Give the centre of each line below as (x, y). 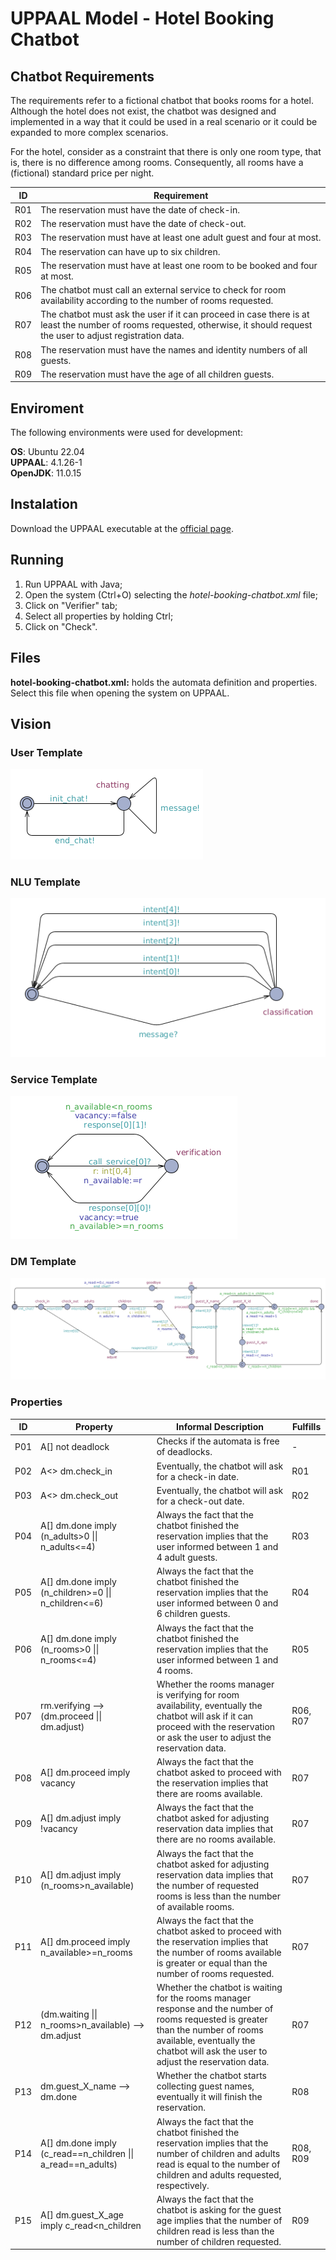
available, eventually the (206, 2041)
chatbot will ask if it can (205, 1716)
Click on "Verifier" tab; (71, 605)
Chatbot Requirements (82, 76)
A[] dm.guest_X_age (82, 2215)
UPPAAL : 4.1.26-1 (46, 463)
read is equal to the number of (218, 2164)
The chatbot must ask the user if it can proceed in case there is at (175, 314)
